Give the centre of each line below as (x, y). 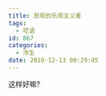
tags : (17, 23)
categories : (28, 46)
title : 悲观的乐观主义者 (45, 16)
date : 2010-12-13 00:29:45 (53, 61)
